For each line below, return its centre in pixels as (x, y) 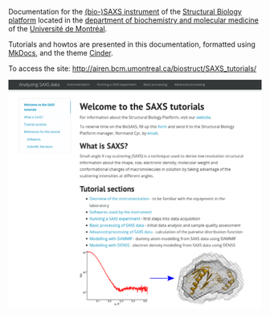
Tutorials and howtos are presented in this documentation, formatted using (132, 44)
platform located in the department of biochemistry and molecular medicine (134, 20)
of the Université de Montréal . (58, 29)
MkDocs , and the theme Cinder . (61, 53)
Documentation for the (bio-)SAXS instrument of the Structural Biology (125, 12)
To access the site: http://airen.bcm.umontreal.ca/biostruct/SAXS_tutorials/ (133, 68)
